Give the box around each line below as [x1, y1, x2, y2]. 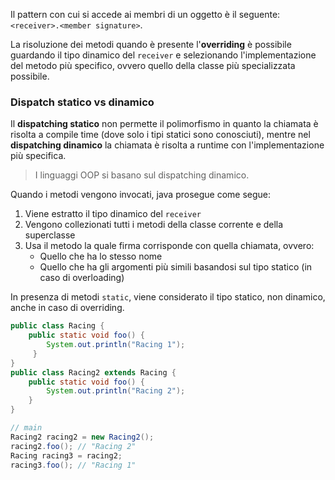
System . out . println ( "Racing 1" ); [46, 340, 186, 350]
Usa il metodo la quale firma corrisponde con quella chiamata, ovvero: [24, 240, 315, 252]
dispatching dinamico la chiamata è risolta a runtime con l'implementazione [10, 139, 325, 151]
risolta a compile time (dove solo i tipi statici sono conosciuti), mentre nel [10, 129, 311, 141]
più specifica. [10, 150, 67, 162]
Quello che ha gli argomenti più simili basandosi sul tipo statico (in [39, 261, 313, 273]
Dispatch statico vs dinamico [10, 95, 155, 109]
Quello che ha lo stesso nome [39, 250, 163, 263]
